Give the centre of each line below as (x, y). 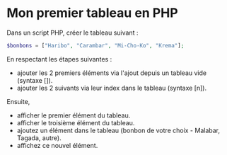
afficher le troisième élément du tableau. (76, 122)
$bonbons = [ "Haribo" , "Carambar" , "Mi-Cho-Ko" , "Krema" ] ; (95, 45)
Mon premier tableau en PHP (92, 13)
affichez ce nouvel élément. (57, 145)
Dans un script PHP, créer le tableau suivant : (72, 33)
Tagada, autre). (39, 138)
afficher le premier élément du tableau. (74, 115)
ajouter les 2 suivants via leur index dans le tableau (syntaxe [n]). (111, 88)
